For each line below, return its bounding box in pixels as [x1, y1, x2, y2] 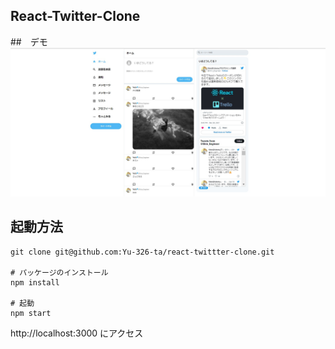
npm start [10, 308, 52, 318]
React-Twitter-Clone [10, 8, 141, 25]
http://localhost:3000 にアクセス [10, 327, 144, 339]
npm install [10, 277, 60, 288]
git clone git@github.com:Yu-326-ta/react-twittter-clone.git [10, 247, 275, 257]
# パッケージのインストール [10, 267, 109, 278]
